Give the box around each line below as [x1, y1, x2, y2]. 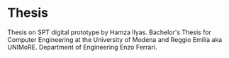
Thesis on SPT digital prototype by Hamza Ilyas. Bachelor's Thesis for [7, 28, 211, 36]
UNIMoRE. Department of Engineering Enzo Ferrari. [7, 43, 157, 51]
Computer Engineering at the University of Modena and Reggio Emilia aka [7, 35, 223, 43]
